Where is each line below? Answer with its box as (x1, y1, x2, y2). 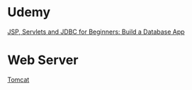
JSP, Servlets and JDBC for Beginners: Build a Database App (7, 27, 186, 36)
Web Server (7, 52, 79, 68)
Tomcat (7, 75, 30, 84)
